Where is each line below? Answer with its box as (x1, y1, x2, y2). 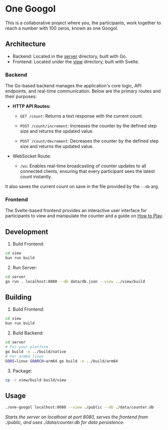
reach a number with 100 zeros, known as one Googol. (5, 25, 118, 31)
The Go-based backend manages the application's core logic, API (5, 83, 142, 89)
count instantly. (20, 174, 52, 180)
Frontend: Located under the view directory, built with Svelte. (12, 59, 139, 65)
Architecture (5, 40, 46, 49)
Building (5, 293, 32, 302)
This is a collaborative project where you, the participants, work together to (5, 20, 161, 26)
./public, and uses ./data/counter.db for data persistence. (5, 419, 125, 425)
